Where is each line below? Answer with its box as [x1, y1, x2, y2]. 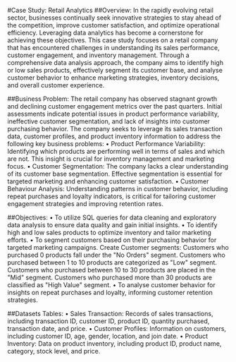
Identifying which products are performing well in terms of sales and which [7, 147, 225, 155]
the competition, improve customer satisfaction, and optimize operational [7, 21, 220, 29]
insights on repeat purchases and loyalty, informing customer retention [7, 289, 213, 296]
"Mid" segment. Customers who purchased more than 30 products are [7, 273, 213, 282]
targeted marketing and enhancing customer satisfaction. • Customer [7, 177, 209, 186]
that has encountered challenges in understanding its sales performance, [7, 44, 220, 52]
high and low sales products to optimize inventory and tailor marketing [7, 229, 211, 236]
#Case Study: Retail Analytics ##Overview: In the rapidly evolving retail [7, 6, 213, 14]
